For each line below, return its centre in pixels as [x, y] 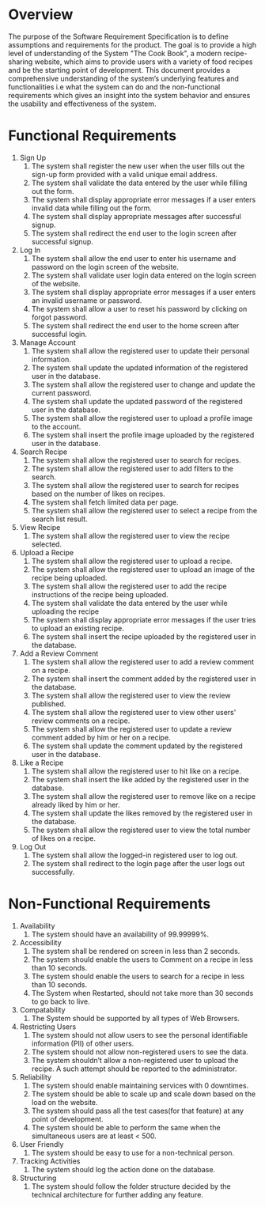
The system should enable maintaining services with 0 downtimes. [140, 1085]
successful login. [59, 334]
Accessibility [40, 942]
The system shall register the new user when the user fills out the [138, 166]
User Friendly [42, 1144]
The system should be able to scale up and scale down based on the [143, 1094]
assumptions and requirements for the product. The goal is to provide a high [132, 44]
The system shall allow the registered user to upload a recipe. [132, 561]
